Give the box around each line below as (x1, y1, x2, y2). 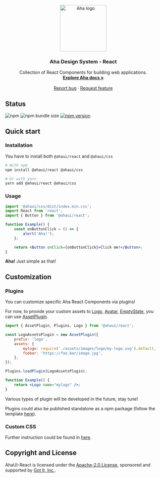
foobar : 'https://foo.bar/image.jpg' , (23, 351, 103, 356)
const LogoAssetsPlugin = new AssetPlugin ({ (5, 332, 99, 337)
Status (5, 100, 26, 108)
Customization (5, 272, 52, 281)
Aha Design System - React (49, 58, 117, 65)
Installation (5, 142, 33, 149)
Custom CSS (5, 423, 36, 430)
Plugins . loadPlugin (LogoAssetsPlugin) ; (5, 369, 88, 374)
